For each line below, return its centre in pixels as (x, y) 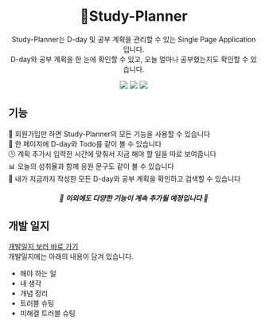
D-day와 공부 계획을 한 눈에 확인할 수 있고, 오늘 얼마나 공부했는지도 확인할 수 (130, 59)
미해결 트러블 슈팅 (47, 313)
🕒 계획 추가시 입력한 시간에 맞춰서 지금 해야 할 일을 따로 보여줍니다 (113, 154)
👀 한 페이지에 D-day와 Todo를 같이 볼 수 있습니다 (85, 143)
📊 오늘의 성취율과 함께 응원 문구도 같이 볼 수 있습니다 (91, 166)
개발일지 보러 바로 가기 (43, 247)
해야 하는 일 (38, 273)
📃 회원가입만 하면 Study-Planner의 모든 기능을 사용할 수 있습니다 (109, 134)
